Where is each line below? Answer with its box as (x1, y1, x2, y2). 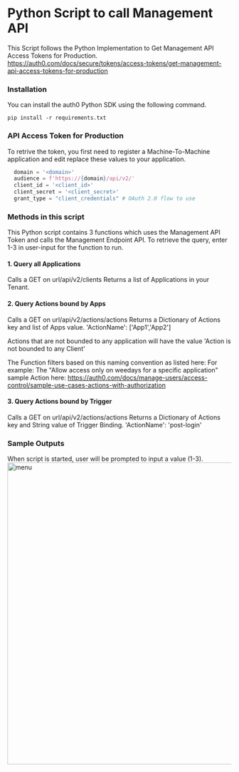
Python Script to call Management (7, 5, 213, 21)
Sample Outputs (7, 438, 65, 448)
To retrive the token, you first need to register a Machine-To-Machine (7, 147, 211, 156)
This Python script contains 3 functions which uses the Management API (7, 228, 221, 237)
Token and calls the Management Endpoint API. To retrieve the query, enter (7, 235, 228, 244)
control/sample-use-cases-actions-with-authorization (7, 380, 166, 390)
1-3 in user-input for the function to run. (7, 243, 124, 252)
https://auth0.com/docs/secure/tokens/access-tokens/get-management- (7, 59, 222, 67)
